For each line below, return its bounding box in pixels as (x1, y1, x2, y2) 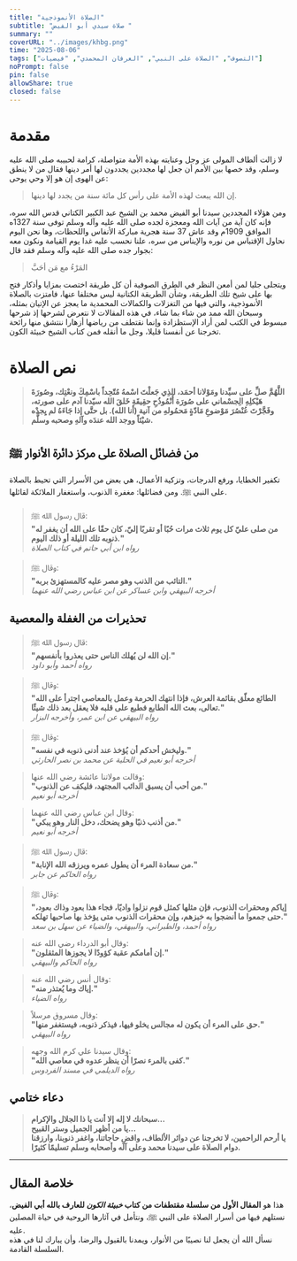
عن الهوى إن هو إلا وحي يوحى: (9, 173, 109, 184)
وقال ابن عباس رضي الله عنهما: (30, 807, 134, 818)
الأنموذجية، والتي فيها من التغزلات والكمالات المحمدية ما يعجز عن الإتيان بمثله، (9, 298, 263, 309)
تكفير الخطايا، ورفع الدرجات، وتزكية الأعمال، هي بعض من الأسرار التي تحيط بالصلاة (9, 474, 280, 485)
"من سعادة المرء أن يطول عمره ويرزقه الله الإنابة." (30, 859, 197, 870)
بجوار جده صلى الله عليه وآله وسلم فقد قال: (9, 245, 154, 256)
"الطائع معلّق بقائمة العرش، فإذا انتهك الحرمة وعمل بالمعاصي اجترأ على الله (30, 693, 277, 704)
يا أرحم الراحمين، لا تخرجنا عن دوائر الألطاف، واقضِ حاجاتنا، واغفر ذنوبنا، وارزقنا (30, 1132, 286, 1142)
